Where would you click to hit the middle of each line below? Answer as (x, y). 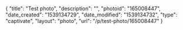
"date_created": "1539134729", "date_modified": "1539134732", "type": (91, 15)
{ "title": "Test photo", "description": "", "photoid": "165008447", (83, 9)
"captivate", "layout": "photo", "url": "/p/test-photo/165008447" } (84, 21)
